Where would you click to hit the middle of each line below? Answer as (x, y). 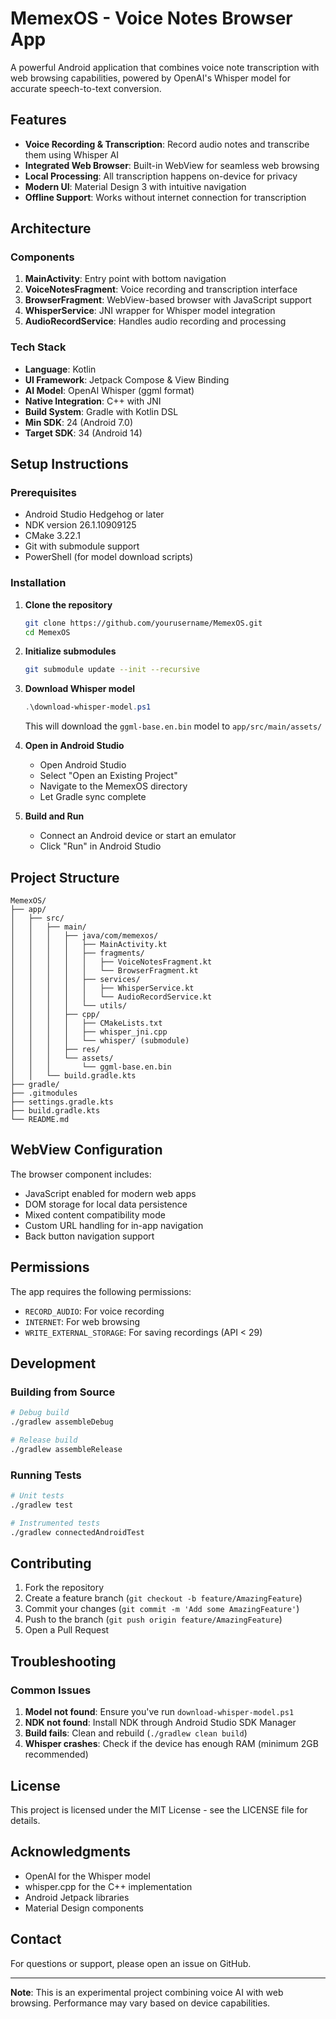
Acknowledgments (71, 1852)
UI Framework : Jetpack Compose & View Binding (127, 379)
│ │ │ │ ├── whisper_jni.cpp (89, 1032)
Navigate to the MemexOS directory (113, 786)
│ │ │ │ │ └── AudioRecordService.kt (111, 997)
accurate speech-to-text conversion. (86, 88)
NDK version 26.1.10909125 (80, 525)
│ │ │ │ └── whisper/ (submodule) (100, 1041)
